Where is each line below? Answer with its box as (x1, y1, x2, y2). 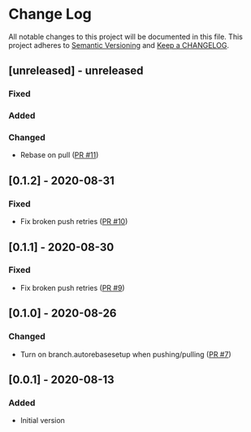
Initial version (19, 416, 65, 426)
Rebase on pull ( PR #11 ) (19, 150, 99, 160)
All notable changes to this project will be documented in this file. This (8, 32, 244, 41)
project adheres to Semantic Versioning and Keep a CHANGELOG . (8, 40, 230, 50)
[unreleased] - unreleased (8, 64, 144, 78)
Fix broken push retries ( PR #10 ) (19, 217, 128, 227)
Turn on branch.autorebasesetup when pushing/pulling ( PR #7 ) (19, 349, 232, 359)
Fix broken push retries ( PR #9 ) (19, 283, 125, 292)
